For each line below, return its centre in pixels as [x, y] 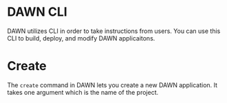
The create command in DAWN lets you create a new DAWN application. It [112, 85]
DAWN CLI [37, 12]
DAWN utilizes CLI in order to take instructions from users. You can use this [114, 31]
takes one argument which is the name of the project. [83, 92]
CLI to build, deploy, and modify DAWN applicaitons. [81, 38]
